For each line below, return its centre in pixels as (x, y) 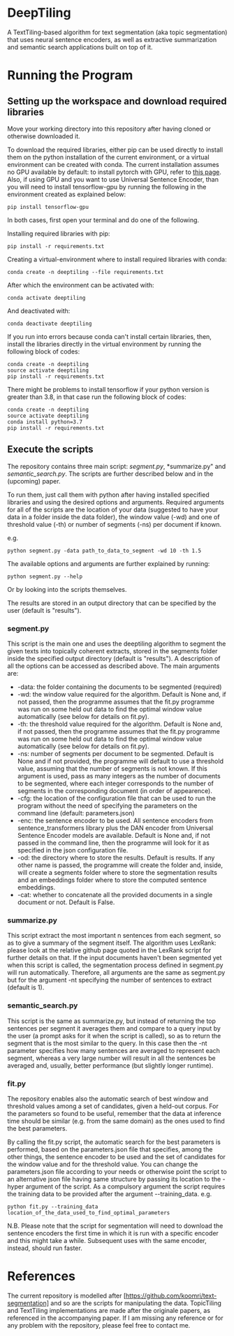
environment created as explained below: (67, 194)
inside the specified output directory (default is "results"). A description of (114, 659)
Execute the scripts (50, 450)
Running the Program (70, 75)
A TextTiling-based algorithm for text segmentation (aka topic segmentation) (117, 32)
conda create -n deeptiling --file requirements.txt (86, 272)
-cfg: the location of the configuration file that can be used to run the (117, 799)
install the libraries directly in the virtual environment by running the (104, 344)
